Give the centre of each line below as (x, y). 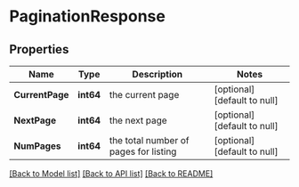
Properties (39, 49)
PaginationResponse (88, 16)
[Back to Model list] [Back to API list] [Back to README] (111, 174)
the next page (138, 120)
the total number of (149, 140)
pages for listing (143, 151)
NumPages (37, 146)
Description (158, 74)
